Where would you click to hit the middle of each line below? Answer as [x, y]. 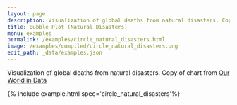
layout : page [26, 14]
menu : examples [30, 33]
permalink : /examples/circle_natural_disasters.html [86, 40]
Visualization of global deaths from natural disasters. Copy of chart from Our [119, 72]
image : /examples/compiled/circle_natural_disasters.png [93, 46]
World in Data [27, 80]
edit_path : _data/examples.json [55, 53]
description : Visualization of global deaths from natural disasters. [113, 20]
